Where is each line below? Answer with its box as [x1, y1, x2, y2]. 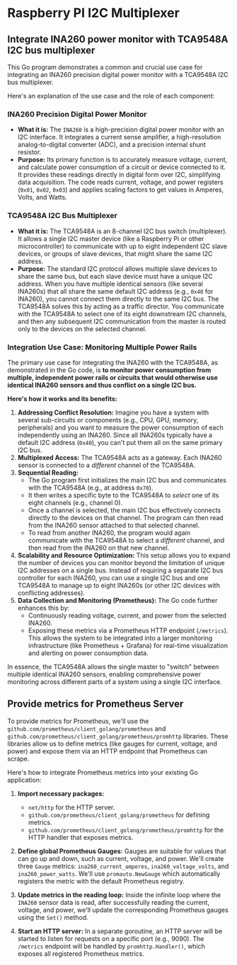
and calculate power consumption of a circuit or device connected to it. [17, 163, 226, 171]
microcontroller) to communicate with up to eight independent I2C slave [17, 242, 228, 250]
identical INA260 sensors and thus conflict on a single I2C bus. [7, 381, 197, 389]
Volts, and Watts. [17, 193, 67, 202]
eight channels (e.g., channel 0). [28, 498, 122, 507]
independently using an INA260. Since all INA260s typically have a [17, 430, 213, 439]
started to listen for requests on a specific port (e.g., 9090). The [17, 934, 204, 942]
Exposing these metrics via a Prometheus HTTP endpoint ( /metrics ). [28, 626, 229, 635]
